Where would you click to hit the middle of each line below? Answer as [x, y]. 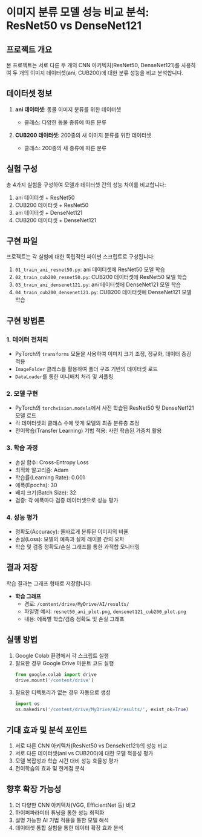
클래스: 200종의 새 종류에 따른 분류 [65, 148]
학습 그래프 [28, 596]
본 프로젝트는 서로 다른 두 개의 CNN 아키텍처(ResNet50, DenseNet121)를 [93, 65]
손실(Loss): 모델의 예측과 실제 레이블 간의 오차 [70, 539]
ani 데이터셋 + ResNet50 [45, 197]
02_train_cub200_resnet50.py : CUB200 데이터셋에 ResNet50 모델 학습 [101, 277]
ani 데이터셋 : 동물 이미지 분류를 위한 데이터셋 [68, 109]
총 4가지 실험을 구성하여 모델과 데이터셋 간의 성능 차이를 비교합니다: [86, 185]
